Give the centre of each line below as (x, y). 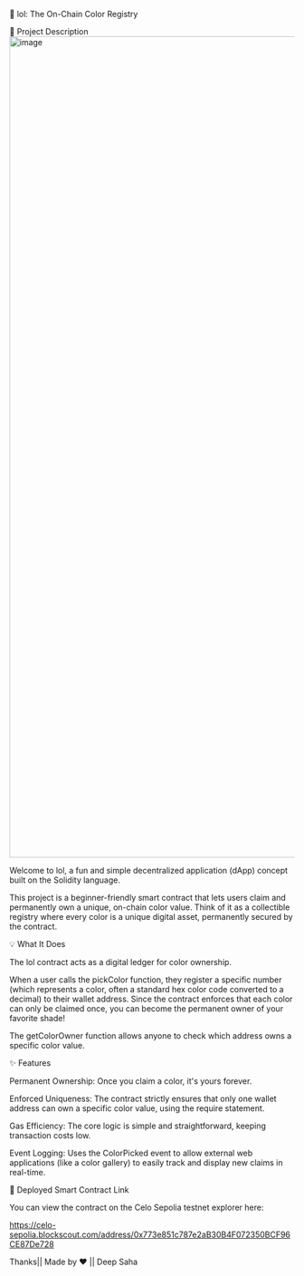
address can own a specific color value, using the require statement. (137, 1108)
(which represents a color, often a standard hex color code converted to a (147, 989)
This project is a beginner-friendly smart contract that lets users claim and (148, 898)
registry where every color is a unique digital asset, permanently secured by (151, 917)
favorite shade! (38, 1018)
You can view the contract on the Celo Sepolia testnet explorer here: (137, 1207)
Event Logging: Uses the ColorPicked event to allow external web (131, 1153)
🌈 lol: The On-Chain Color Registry (74, 14)
